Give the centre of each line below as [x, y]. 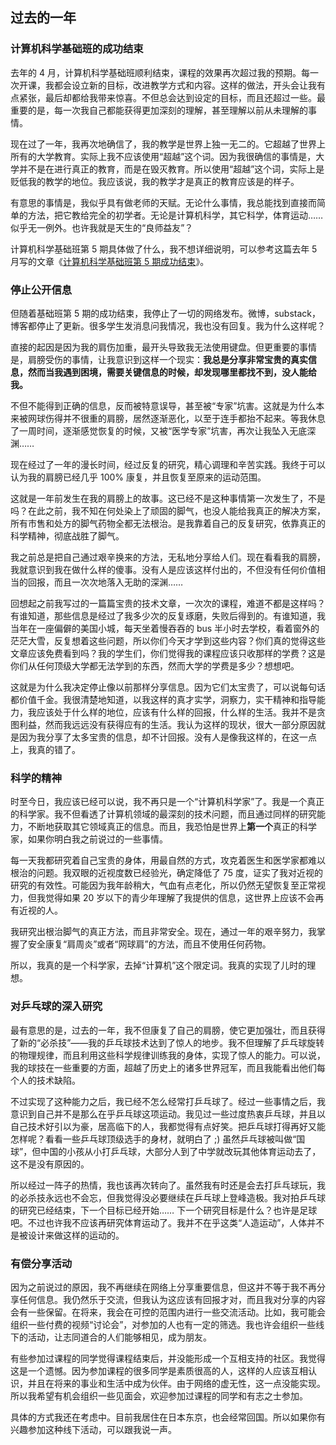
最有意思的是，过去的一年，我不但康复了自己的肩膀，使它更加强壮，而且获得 [168, 1030]
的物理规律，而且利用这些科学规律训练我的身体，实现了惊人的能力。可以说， [168, 1055]
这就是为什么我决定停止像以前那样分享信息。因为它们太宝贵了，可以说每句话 [168, 687]
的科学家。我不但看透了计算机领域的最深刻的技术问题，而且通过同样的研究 [163, 814]
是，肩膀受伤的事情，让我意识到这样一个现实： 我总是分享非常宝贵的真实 [159, 359]
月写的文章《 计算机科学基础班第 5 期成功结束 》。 [110, 261]
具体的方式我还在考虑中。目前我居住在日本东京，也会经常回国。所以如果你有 [168, 1417]
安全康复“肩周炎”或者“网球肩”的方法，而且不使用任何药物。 [149, 944]
